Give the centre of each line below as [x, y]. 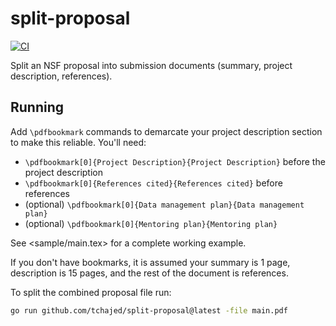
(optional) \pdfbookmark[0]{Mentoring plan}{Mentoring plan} [151, 223]
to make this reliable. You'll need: [78, 142]
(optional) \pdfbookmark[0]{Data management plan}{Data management [164, 204]
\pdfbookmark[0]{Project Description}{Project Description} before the [175, 161]
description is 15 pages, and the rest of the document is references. [149, 273]
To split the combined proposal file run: [91, 292]
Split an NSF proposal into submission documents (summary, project [151, 65]
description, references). [61, 76]
